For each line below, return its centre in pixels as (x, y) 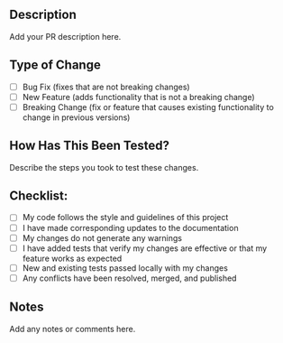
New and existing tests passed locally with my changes (125, 268)
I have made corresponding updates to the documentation (130, 227)
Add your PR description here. (65, 36)
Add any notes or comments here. (73, 329)
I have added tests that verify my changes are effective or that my (145, 248)
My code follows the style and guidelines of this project (125, 218)
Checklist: (39, 196)
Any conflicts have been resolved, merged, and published (129, 278)
